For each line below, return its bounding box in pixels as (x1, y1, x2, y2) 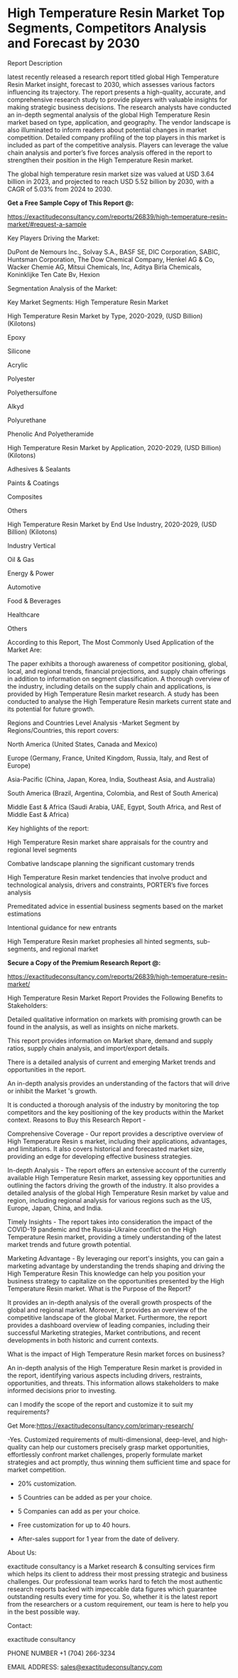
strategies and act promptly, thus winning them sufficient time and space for (7, 1458, 231, 1466)
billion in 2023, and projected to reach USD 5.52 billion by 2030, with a (7, 177, 215, 186)
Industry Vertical (7, 541, 56, 550)
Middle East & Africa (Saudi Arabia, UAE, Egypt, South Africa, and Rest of (7, 803, 222, 811)
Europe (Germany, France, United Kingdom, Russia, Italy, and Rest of (7, 754, 209, 762)
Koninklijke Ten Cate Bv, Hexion (7, 270, 100, 278)
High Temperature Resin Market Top (7, 5, 225, 21)
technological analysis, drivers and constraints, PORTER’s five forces (7, 880, 209, 889)
